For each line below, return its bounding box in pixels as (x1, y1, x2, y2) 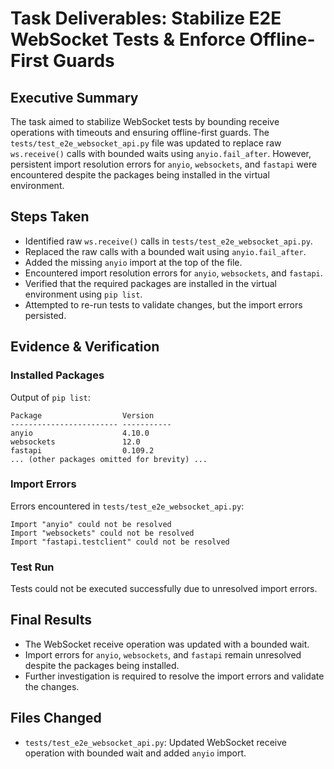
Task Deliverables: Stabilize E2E (10, 7, 282, 30)
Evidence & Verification (10, 338, 160, 356)
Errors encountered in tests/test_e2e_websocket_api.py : (10, 500, 245, 512)
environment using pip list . (24, 288, 143, 300)
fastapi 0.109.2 (10, 445, 155, 456)
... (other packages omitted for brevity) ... (10, 454, 208, 464)
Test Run (10, 560, 55, 574)
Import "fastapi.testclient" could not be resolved (10, 537, 230, 547)
